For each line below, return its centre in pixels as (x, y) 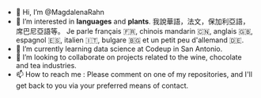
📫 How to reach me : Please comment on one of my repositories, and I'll (134, 74)
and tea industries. (46, 65)
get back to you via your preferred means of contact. (102, 85)
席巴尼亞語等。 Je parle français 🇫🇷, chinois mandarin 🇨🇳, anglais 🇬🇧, (134, 31)
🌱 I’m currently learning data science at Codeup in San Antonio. (119, 49)
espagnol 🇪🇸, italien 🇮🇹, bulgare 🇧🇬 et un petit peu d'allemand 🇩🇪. (130, 40)
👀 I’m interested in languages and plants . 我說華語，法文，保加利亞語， (133, 21)
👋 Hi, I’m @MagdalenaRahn (60, 12)
